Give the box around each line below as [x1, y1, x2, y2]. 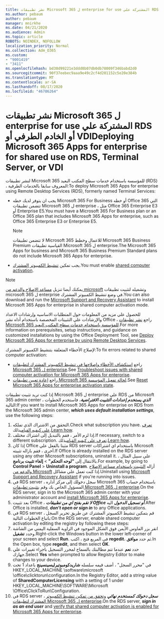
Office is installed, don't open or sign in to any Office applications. [12, 505, 147, 511]
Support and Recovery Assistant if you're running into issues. [12, 474, 136, 480]
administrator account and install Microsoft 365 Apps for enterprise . [12, 495, 149, 500]
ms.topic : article [5, 35, 43, 40]
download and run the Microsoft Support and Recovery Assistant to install [5, 297, 154, 303]
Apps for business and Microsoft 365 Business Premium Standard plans [12, 248, 158, 254]
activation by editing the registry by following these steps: [12, 520, 129, 526]
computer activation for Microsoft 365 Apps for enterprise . [12, 372, 131, 378]
